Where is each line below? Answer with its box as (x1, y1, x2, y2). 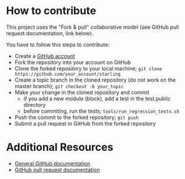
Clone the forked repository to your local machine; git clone (14, 65, 163, 72)
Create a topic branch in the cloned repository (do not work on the (14, 76, 176, 83)
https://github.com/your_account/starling (14, 71, 121, 77)
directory (23, 101, 46, 108)
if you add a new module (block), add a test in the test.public (23, 95, 171, 102)
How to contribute (6, 4, 97, 18)
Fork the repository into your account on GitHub (14, 59, 131, 66)
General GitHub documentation (14, 160, 90, 167)
